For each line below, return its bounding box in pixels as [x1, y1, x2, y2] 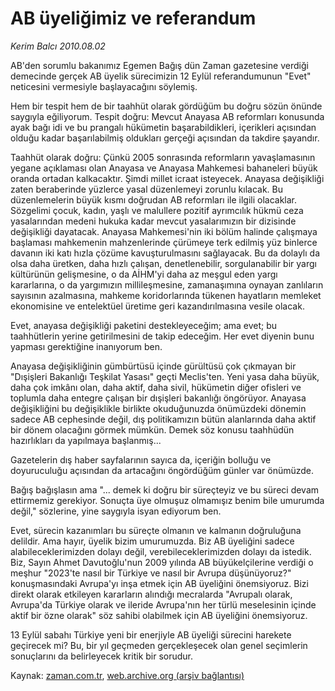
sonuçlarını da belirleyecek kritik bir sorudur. [10, 650, 194, 662]
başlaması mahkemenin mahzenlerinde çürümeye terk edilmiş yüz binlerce [10, 236, 318, 248]
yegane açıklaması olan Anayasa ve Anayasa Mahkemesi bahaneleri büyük [10, 162, 318, 174]
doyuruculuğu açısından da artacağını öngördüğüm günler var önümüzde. [10, 464, 315, 476]
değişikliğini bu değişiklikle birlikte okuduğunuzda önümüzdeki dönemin [10, 402, 307, 414]
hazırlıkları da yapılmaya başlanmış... [10, 434, 162, 446]
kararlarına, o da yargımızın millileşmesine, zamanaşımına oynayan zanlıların [10, 278, 324, 291]
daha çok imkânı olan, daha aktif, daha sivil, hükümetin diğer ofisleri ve [10, 381, 302, 393]
